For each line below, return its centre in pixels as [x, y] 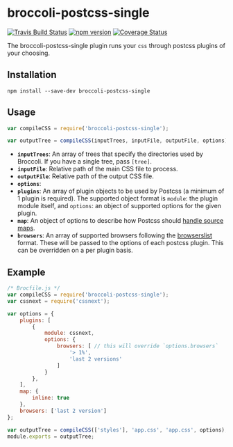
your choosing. [29, 53]
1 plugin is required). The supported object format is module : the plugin [118, 198]
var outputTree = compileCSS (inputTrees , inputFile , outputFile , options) [118, 141]
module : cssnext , [69, 333]
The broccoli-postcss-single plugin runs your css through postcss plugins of [116, 45]
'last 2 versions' [96, 359]
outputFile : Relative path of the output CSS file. [85, 176]
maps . [26, 228]
